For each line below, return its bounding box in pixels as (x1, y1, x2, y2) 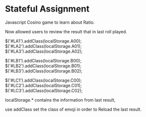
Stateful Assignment (5, 3, 90, 15)
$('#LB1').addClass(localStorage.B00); (5, 58, 82, 63)
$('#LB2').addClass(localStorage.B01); (5, 63, 82, 69)
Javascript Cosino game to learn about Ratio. (5, 19, 95, 25)
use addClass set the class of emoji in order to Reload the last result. (5, 106, 142, 112)
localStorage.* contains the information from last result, (5, 97, 116, 102)
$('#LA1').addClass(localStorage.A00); (5, 38, 82, 44)
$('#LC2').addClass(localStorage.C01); (5, 82, 82, 88)
